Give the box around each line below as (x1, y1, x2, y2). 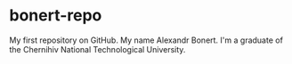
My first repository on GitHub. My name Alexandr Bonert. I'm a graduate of (9, 35, 283, 45)
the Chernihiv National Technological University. (9, 44, 186, 54)
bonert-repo (9, 5, 102, 26)
